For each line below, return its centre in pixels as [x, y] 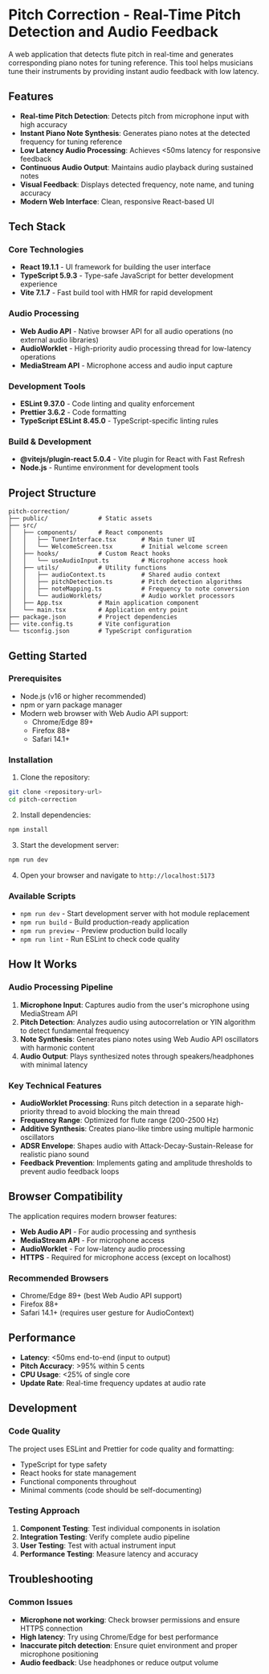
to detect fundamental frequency [75, 1030]
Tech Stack [37, 227]
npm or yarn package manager [71, 705]
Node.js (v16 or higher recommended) [83, 696]
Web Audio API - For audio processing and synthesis [108, 1232]
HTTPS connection [51, 1628]
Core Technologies [46, 249]
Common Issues [41, 1602]
